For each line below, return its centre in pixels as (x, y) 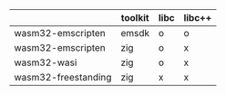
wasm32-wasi (46, 62)
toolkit (135, 18)
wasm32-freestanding (63, 77)
